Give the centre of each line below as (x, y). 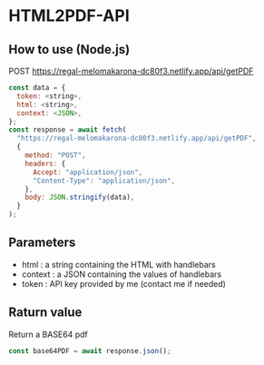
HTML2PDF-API (69, 16)
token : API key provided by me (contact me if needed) (123, 283)
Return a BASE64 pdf (48, 334)
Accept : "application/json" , (88, 172)
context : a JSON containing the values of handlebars (122, 274)
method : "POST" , (56, 155)
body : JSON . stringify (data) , (80, 197)
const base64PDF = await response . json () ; (90, 350)
